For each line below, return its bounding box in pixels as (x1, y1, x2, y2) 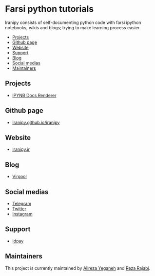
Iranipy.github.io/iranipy (12, 119, 60, 125)
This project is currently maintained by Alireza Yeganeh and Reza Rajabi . (5, 265, 151, 271)
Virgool (12, 174, 27, 179)
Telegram (12, 201, 32, 206)
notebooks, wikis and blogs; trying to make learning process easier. (5, 24, 141, 30)
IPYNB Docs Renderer (12, 92, 57, 98)
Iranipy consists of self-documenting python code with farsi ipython (5, 20, 141, 25)
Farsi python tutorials (5, 3, 94, 15)
